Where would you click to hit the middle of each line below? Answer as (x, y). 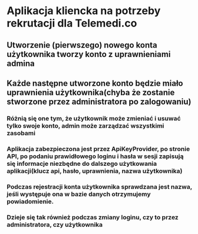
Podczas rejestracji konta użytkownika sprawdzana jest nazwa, (99, 186)
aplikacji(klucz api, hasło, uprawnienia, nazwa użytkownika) (95, 171)
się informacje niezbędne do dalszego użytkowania (82, 163)
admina (21, 63)
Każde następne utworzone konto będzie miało (95, 83)
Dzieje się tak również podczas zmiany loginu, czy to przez (93, 217)
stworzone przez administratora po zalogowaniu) (99, 101)
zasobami (21, 133)
